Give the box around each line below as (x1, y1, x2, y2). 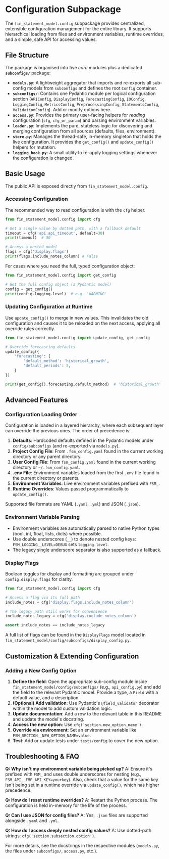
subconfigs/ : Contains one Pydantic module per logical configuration (12, 90, 156, 97)
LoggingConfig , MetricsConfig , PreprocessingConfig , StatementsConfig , (12, 101, 160, 107)
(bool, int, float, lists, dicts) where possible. (12, 530, 102, 536)
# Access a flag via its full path (5, 595, 80, 600)
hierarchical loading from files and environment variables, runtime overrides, (5, 31, 164, 37)
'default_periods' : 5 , (23, 363, 71, 369)
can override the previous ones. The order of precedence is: (5, 428, 131, 434)
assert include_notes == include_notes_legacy (5, 623, 105, 628)
